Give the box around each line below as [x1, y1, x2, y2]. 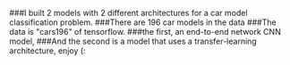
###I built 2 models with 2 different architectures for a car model [9, 8, 248, 18]
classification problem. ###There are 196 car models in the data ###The [9, 17, 277, 28]
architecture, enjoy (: [9, 45, 87, 56]
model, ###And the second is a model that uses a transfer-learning [9, 36, 257, 46]
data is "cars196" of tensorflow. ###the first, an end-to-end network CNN [9, 27, 282, 37]
